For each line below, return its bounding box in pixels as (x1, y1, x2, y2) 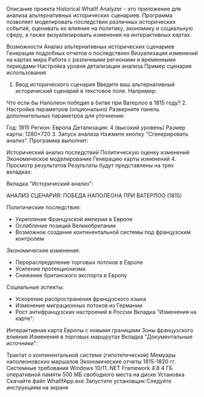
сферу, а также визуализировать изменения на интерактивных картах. (6, 31, 192, 38)
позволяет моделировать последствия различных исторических (6, 18, 176, 25)
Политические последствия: (6, 204, 81, 211)
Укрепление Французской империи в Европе (15, 216, 133, 222)
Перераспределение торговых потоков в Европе (15, 259, 144, 266)
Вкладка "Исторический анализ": (6, 180, 93, 187)
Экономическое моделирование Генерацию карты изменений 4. (6, 155, 177, 162)
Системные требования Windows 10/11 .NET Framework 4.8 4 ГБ (6, 365, 173, 371)
